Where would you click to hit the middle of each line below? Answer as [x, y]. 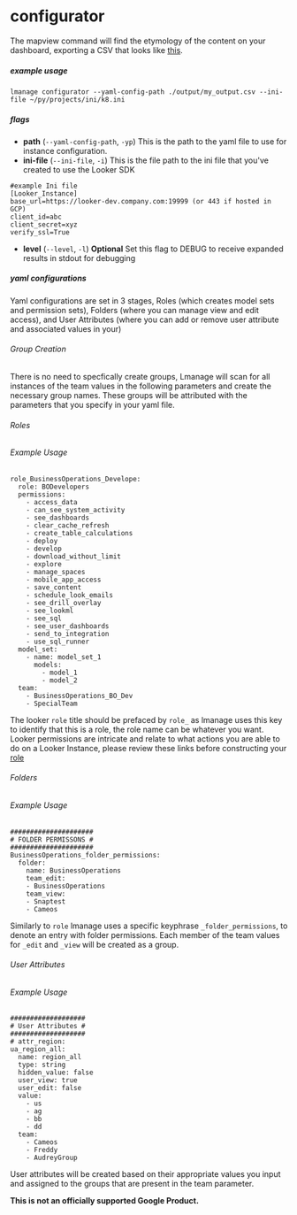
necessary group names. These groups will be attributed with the [129, 396]
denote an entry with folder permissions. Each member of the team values [145, 934]
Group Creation [38, 349]
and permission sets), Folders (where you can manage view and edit [134, 310]
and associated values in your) [66, 328]
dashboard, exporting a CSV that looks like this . [97, 50]
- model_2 [60, 680]
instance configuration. [65, 150]
